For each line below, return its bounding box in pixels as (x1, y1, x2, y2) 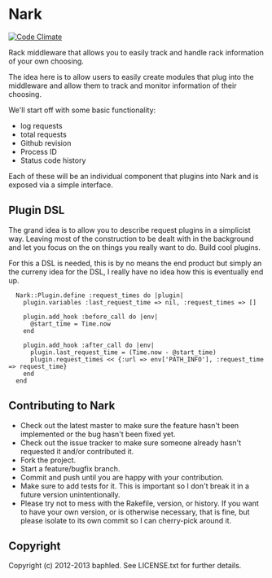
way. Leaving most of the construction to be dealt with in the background (8, 234, 254, 243)
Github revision (20, 138, 72, 147)
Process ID (20, 147, 57, 156)
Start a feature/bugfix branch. (20, 463, 121, 473)
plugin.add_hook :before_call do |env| (23, 313, 159, 321)
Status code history (20, 155, 86, 165)
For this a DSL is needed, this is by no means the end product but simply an (8, 258, 262, 268)
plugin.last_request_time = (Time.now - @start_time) (29, 348, 217, 357)
